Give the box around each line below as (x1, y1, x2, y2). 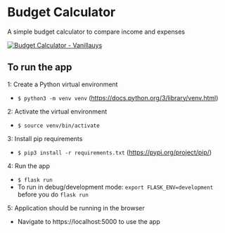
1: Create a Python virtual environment (7, 80, 118, 88)
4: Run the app (7, 161, 51, 170)
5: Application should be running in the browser (7, 204, 146, 212)
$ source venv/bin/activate (17, 122, 100, 129)
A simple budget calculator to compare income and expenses (7, 27, 185, 36)
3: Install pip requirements (7, 134, 83, 142)
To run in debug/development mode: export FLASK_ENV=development (17, 182, 214, 191)
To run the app (7, 61, 72, 74)
